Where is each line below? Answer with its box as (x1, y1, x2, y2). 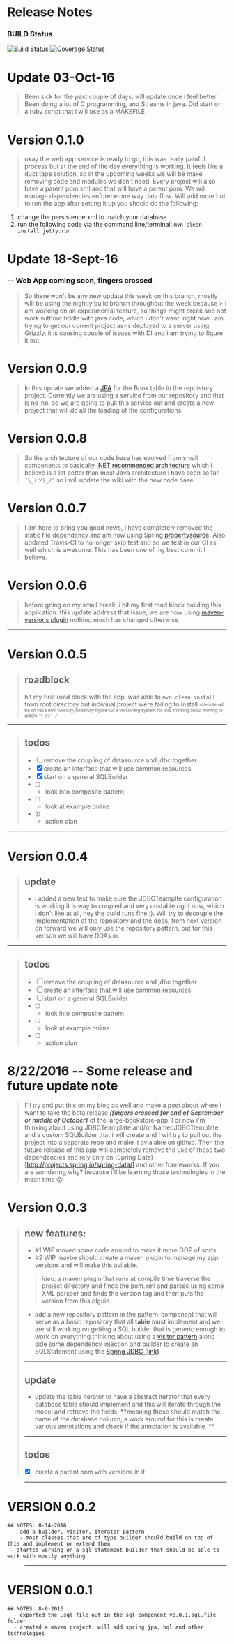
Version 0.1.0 (7, 132, 85, 147)
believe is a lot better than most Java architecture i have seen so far (24, 468, 219, 477)
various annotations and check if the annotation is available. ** (34, 1422, 215, 1430)
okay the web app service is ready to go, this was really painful (24, 155, 205, 163)
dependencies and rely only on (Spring (24, 1153, 136, 1162)
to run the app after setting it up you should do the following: (24, 200, 198, 208)
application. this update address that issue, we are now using (24, 608, 201, 616)
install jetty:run (17, 228, 71, 235)
